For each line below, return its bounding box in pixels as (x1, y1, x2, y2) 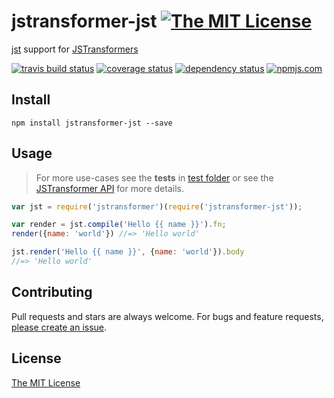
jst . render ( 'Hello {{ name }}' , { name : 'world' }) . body (11, 247, 245, 257)
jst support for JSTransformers (11, 43, 139, 55)
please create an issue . (11, 321, 108, 333)
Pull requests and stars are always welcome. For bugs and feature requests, (11, 310, 324, 322)
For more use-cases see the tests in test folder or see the (35, 171, 274, 184)
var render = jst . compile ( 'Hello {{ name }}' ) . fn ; (11, 220, 227, 230)
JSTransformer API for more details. (35, 182, 184, 194)
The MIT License (11, 376, 81, 389)
